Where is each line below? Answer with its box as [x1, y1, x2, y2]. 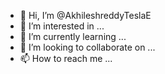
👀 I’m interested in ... [19, 20, 105, 32]
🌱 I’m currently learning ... [19, 31, 127, 42]
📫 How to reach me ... [19, 53, 113, 64]
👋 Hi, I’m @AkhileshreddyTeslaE [19, 10, 152, 21]
